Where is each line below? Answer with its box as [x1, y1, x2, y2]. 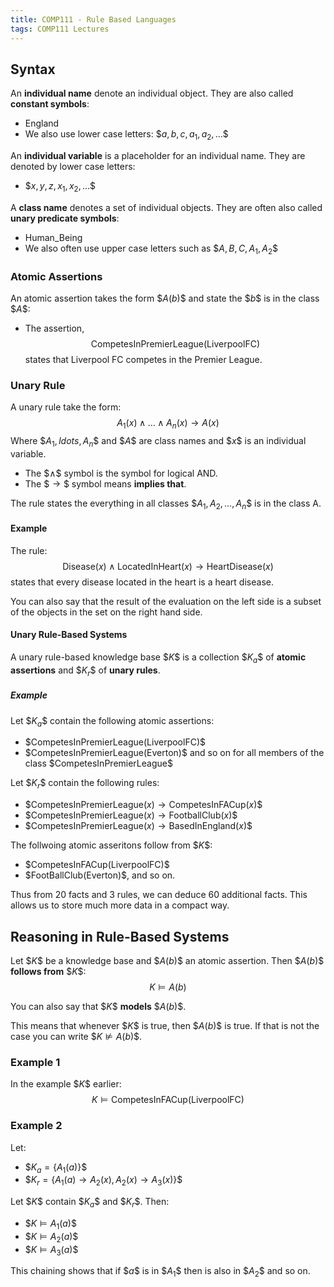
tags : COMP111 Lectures [10, 24, 110, 34]
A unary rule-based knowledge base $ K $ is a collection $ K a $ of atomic [10, 651, 307, 665]
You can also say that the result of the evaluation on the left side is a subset [10, 595, 322, 607]
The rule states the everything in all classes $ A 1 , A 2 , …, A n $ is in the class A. [10, 497, 322, 511]
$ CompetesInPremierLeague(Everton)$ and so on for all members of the [24, 747, 325, 759]
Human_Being [24, 231, 83, 243]
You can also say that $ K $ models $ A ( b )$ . [10, 1001, 187, 1013]
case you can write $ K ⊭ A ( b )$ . [10, 1031, 143, 1043]
